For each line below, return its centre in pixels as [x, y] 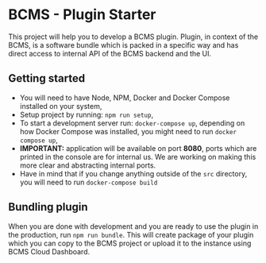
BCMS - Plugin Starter [82, 15]
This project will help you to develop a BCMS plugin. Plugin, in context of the [133, 37]
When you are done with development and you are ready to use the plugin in [133, 226]
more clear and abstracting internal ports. [88, 165]
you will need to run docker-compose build [89, 182]
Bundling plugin [48, 207]
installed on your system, [61, 106]
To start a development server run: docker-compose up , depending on [132, 123]
